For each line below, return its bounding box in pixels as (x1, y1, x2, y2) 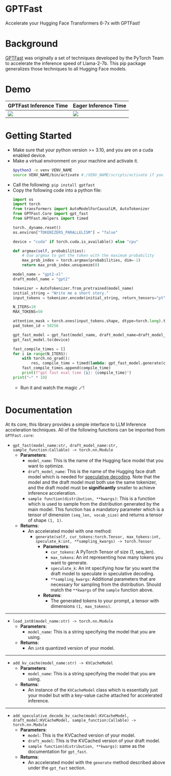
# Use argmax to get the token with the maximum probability (22, 253, 154, 258)
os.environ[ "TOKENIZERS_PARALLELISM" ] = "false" (12, 230, 118, 235)
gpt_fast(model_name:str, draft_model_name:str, (12, 443, 118, 448)
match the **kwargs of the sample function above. (50, 586, 154, 593)
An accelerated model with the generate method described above (27, 759, 165, 765)
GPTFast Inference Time (8, 102, 68, 109)
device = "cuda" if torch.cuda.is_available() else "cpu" (12, 239, 138, 244)
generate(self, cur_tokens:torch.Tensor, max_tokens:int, (35, 534, 161, 539)
